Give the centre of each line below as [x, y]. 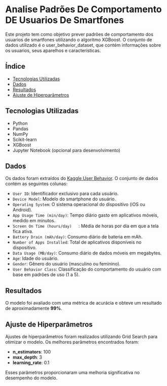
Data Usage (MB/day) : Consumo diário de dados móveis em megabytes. [87, 253]
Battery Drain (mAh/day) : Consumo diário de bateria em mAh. [77, 237]
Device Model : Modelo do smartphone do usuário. [64, 199]
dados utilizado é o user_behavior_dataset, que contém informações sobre [83, 45]
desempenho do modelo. [31, 378]
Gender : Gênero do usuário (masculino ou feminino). [66, 264]
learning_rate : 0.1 [31, 363]
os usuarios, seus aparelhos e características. [53, 50]
